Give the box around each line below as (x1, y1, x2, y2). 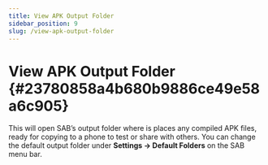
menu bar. (8, 150, 42, 159)
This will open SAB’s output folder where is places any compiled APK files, (8, 124, 257, 133)
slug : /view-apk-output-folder (8, 27, 115, 35)
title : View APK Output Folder (8, 11, 115, 20)
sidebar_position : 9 (8, 20, 79, 28)
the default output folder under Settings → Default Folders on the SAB (8, 141, 245, 150)
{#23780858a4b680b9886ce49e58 (8, 79, 261, 98)
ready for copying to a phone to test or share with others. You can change (8, 132, 256, 142)
